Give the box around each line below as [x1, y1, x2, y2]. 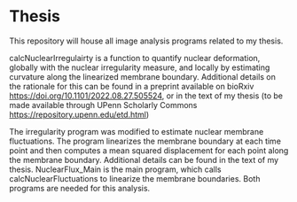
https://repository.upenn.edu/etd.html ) [9, 109, 150, 120]
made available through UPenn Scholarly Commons [9, 99, 198, 110]
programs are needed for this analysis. [9, 183, 151, 193]
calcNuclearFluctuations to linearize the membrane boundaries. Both [9, 173, 261, 183]
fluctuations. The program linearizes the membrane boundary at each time [9, 136, 282, 146]
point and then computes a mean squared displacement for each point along [9, 144, 289, 156]
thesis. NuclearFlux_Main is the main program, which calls [9, 164, 222, 175]
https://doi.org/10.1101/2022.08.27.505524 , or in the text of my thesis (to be [9, 90, 284, 101]
